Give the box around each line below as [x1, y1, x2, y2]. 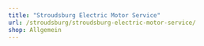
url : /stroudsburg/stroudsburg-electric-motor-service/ [8, 19, 196, 27]
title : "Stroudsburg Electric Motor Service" [8, 11, 161, 19]
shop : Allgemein [8, 26, 62, 34]
